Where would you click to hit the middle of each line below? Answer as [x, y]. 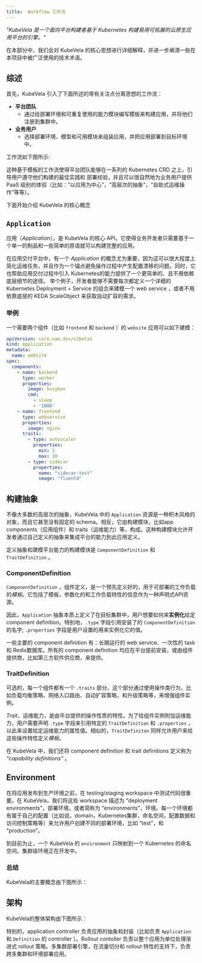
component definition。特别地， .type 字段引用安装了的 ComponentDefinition [101, 623]
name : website [29, 355]
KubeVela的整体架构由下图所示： [47, 918]
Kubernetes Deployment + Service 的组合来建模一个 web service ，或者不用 [100, 289]
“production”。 [25, 830]
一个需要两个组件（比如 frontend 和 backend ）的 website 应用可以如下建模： [101, 327]
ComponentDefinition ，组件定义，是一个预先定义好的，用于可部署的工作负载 [101, 587]
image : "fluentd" [60, 479]
